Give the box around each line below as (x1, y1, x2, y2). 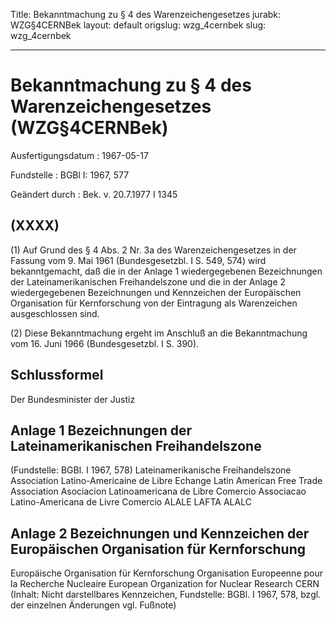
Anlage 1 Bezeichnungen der (10, 422, 192, 439)
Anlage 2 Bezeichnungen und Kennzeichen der (10, 525, 310, 542)
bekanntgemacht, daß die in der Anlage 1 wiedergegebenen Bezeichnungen (10, 265, 323, 277)
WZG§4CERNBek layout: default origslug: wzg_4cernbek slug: (10, 19, 267, 31)
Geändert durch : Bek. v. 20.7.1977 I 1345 (10, 188, 178, 200)
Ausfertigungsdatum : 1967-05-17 (10, 149, 149, 161)
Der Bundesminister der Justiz (10, 393, 136, 405)
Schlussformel (10, 367, 104, 384)
